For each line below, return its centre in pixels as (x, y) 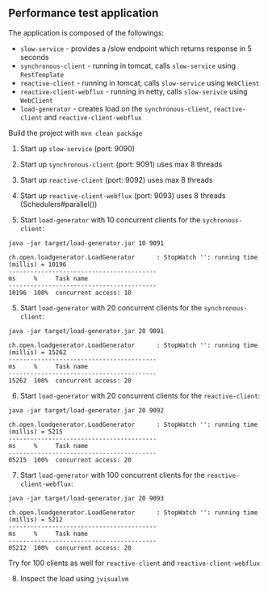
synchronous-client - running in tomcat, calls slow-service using (128, 65)
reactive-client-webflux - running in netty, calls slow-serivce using (134, 91)
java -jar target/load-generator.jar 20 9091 (86, 331)
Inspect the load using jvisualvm (74, 578)
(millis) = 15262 (38, 352)
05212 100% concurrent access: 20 (70, 548)
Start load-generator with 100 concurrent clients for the (113, 475)
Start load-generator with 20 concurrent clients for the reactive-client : (140, 395)
